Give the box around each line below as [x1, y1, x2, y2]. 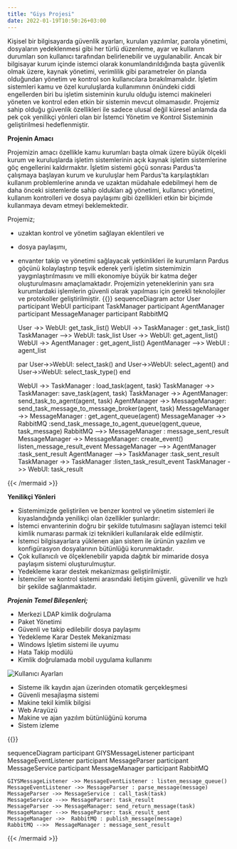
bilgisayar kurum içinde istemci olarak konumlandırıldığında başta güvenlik [7, 59, 226, 68]
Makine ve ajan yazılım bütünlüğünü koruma [17, 713, 147, 722]
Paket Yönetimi [17, 617, 62, 626]
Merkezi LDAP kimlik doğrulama [17, 610, 112, 618]
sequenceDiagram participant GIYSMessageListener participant [7, 748, 194, 757]
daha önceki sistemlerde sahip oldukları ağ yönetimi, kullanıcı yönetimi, [7, 186, 216, 194]
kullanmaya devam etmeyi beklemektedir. [7, 201, 129, 209]
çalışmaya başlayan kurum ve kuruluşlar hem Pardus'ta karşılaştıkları [7, 171, 209, 179]
